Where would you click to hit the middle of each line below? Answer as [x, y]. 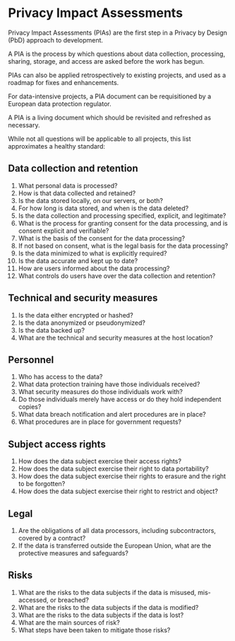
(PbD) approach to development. [56, 40]
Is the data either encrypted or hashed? [76, 315]
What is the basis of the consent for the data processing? [102, 238]
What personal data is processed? [68, 185]
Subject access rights [57, 444]
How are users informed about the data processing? [94, 268]
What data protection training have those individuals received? [109, 384]
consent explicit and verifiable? [64, 231]
